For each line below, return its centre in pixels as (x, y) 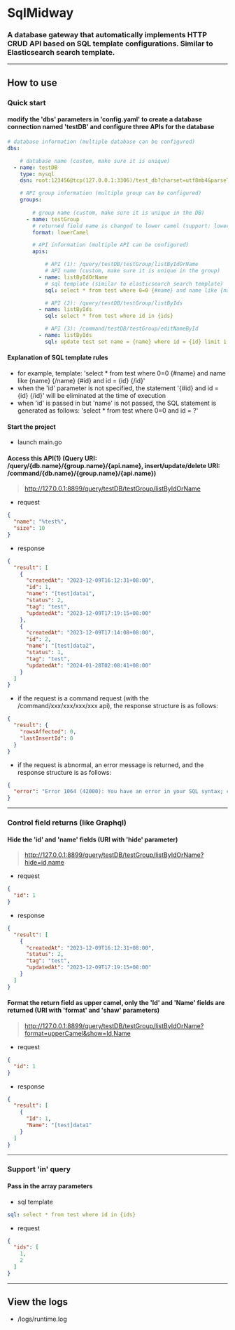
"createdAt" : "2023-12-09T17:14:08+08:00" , (90, 633)
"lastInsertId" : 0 (47, 738)
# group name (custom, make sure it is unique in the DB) (119, 213)
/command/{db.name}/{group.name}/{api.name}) (82, 473)
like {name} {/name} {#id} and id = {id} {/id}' (81, 380)
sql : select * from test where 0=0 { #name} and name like (131, 290)
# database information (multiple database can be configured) (101, 142)
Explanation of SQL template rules (58, 358)
